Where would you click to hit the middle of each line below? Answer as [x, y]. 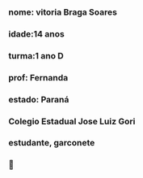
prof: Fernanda [38, 77]
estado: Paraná [39, 99]
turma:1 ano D [36, 55]
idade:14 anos [36, 33]
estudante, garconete [52, 143]
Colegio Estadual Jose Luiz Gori [72, 121]
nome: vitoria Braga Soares [63, 12]
